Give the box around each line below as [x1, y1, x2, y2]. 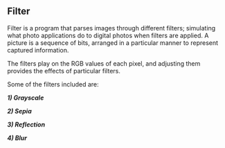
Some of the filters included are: [7, 80, 99, 89]
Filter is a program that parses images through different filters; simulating [7, 24, 216, 32]
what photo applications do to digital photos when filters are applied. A [7, 31, 209, 39]
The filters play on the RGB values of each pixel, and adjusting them [7, 59, 201, 68]
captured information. [7, 46, 69, 54]
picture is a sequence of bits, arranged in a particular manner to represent [7, 38, 219, 47]
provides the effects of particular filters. [7, 66, 121, 75]
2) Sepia [7, 107, 33, 115]
